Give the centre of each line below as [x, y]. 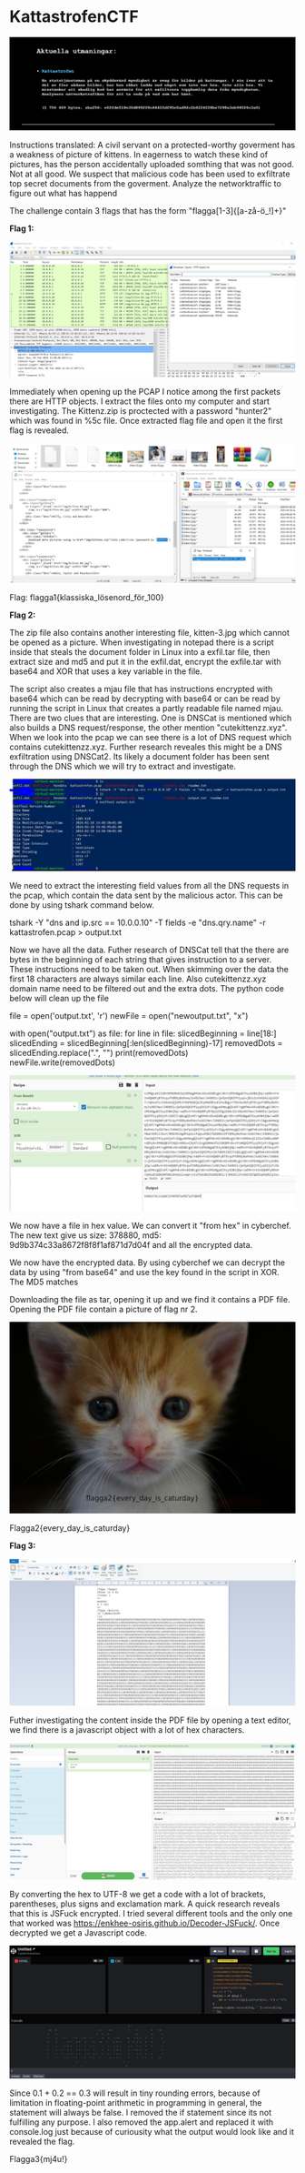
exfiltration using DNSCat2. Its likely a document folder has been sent [139, 756]
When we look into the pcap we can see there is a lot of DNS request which [151, 737]
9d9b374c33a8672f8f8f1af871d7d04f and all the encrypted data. [131, 1245]
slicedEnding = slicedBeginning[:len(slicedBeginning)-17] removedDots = [146, 1043]
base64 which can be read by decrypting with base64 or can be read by [145, 699]
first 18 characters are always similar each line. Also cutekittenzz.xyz [138, 979]
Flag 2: [23, 615]
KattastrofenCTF [74, 17]
